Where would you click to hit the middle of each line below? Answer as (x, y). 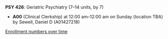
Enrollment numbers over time (36, 31)
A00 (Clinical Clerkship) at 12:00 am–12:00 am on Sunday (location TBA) (88, 17)
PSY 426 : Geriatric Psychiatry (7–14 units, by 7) (55, 7)
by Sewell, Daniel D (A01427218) (46, 22)
